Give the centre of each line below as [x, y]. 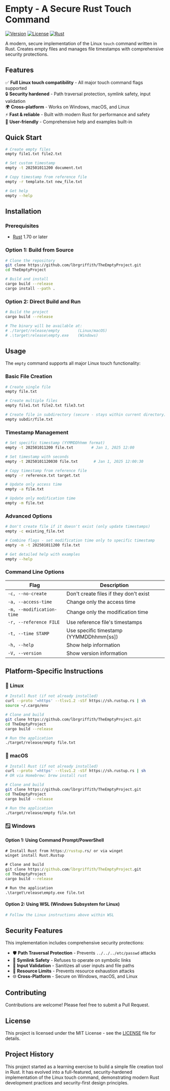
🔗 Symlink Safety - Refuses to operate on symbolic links [72, 960]
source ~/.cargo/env [27, 706]
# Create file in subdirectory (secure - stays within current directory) [86, 415]
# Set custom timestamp [30, 163]
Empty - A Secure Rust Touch [68, 9]
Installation [23, 211]
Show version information [97, 653]
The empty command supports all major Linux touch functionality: [73, 363]
